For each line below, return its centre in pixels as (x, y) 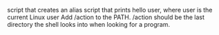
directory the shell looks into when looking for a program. (89, 24)
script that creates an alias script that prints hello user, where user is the (110, 10)
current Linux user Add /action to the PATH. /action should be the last (106, 17)
